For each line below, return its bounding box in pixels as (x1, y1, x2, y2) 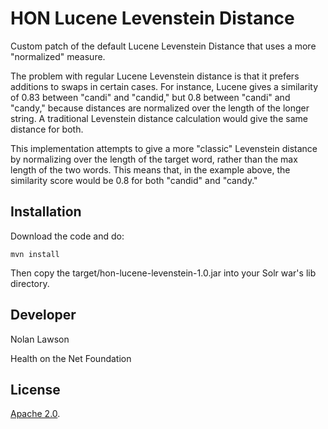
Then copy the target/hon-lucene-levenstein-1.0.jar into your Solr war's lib (10, 267, 317, 279)
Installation (10, 203, 82, 221)
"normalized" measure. (10, 50, 106, 62)
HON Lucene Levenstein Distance (10, 7, 295, 30)
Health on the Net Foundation (10, 352, 132, 364)
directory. (10, 277, 50, 289)
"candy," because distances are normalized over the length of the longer (10, 102, 310, 114)
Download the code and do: (10, 230, 125, 242)
